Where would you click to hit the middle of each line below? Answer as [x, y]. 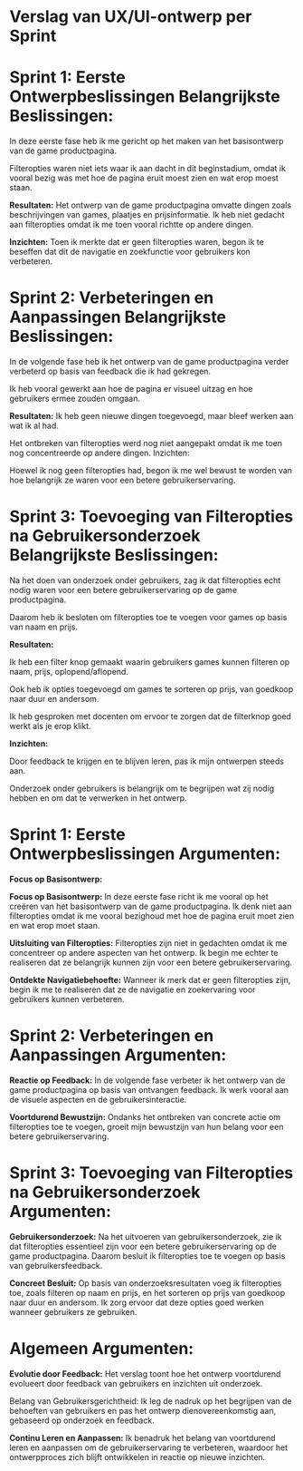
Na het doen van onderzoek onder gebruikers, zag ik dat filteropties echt [145, 580]
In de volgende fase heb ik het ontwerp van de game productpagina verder [149, 362]
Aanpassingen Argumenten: [118, 1055]
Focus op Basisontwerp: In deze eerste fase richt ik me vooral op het [139, 896]
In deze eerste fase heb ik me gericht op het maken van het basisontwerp [147, 141]
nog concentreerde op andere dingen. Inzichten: [99, 453]
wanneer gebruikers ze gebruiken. [73, 1311]
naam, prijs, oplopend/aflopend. [69, 672]
